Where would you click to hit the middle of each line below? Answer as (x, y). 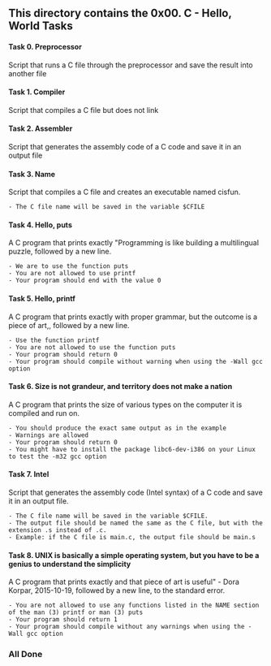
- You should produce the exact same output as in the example (118, 428)
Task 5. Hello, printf (42, 298)
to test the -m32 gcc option (58, 456)
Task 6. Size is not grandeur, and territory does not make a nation (120, 387)
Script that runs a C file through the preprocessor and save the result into (131, 65)
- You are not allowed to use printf (72, 274)
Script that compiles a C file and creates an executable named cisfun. (125, 192)
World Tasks (41, 26)
